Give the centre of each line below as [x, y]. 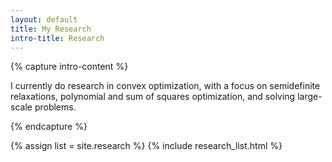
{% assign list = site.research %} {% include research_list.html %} [146, 146]
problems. [55, 107]
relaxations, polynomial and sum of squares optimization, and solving [153, 97]
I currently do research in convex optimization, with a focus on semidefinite [165, 86]
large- [310, 97]
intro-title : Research [57, 38]
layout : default [44, 19]
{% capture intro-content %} [69, 67]
